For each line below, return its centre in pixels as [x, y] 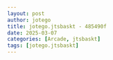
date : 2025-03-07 [32, 33]
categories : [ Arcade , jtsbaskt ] [54, 39]
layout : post [26, 13]
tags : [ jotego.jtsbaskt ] [43, 46]
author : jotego [29, 20]
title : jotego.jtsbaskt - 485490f [57, 26]
